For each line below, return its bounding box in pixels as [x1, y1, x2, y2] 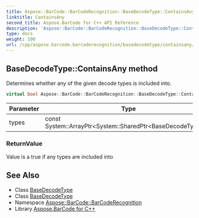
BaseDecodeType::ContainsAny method [6, 64, 158, 74]
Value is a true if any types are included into [6, 153, 114, 160]
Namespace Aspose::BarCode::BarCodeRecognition [14, 198, 142, 206]
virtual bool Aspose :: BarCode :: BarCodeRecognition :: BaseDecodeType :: [6, 91, 182, 97]
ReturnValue [6, 140, 43, 148]
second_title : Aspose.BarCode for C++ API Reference [6, 20, 139, 26]
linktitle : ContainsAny [6, 14, 65, 20]
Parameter [9, 105, 40, 113]
